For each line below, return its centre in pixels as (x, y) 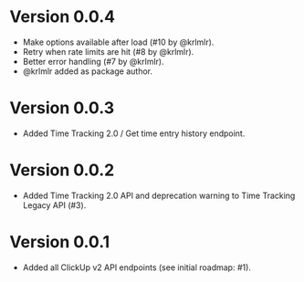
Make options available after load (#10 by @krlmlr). (118, 42)
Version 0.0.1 (60, 242)
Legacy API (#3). (54, 205)
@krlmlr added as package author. (88, 71)
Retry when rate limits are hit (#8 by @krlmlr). (108, 51)
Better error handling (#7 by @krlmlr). (93, 61)
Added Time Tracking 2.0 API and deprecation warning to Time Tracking (159, 195)
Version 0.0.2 (62, 170)
